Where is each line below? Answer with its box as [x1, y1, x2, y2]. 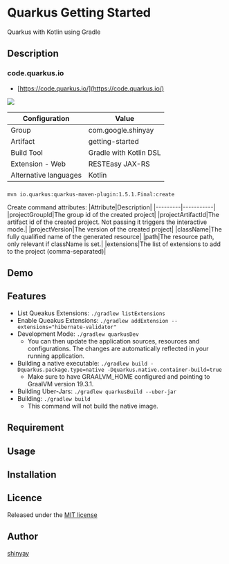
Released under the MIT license [7, 510, 98, 519]
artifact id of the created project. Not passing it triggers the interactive [7, 218, 208, 226]
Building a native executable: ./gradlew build [17, 359, 147, 367]
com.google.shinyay [88, 125, 154, 135]
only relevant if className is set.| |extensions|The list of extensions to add [7, 240, 221, 248]
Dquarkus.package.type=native [17, 366, 105, 373]
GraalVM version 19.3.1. [27, 379, 94, 388]
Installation [7, 469, 57, 480]
